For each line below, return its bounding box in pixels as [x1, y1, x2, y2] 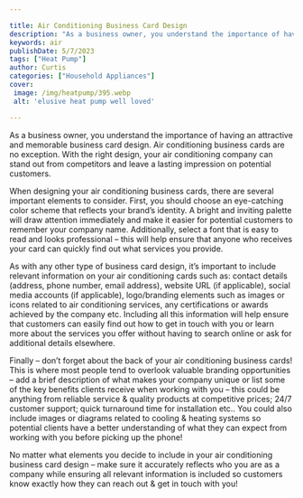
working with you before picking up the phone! [9, 431, 183, 443]
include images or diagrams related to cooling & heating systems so [9, 412, 262, 423]
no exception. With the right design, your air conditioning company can [9, 148, 273, 159]
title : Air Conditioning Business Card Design [9, 21, 188, 30]
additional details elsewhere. [9, 337, 115, 348]
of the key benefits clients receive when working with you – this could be [9, 383, 280, 394]
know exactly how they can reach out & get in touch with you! [9, 478, 238, 489]
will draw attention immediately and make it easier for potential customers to [9, 214, 293, 225]
